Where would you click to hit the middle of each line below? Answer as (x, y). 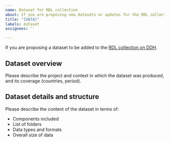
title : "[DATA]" (22, 19)
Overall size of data (33, 135)
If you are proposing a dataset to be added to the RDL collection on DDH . (81, 48)
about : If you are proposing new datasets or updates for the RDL (77, 15)
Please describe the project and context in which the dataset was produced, (85, 75)
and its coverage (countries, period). (43, 81)
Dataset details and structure (52, 97)
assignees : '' (20, 29)
